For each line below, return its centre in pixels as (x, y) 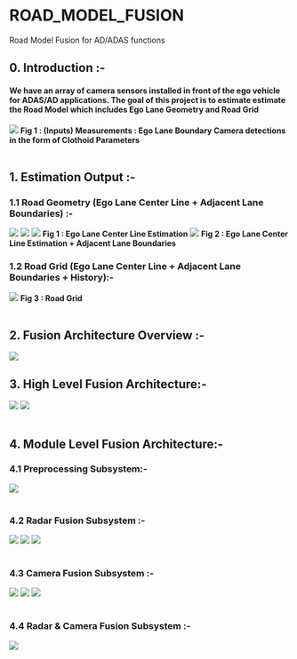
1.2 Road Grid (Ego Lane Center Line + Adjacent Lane (125, 266)
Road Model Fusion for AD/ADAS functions (88, 40)
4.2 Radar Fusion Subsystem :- (77, 520)
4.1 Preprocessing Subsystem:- (79, 469)
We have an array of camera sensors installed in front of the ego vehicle (145, 91)
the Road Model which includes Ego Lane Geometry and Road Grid (134, 109)
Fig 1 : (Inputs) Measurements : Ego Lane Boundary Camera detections (153, 131)
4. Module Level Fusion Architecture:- (116, 444)
